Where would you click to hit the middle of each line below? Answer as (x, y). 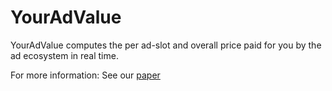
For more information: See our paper (85, 75)
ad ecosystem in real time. (64, 55)
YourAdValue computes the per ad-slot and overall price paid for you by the (166, 45)
